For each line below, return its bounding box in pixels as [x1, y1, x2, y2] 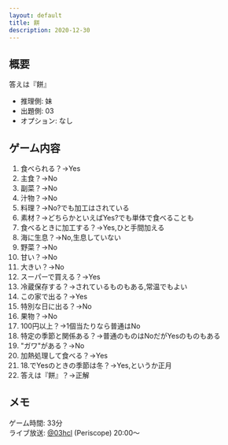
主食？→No [20, 174, 58, 183]
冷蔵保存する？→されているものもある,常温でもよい [20, 282, 188, 291]
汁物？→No [20, 194, 58, 202]
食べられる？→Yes [20, 164, 81, 173]
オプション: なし [20, 116, 73, 126]
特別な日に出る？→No [20, 302, 93, 311]
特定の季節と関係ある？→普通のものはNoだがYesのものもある [20, 332, 221, 340]
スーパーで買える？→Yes [20, 273, 101, 281]
